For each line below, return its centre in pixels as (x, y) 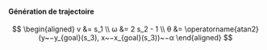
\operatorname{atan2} (222, 29)
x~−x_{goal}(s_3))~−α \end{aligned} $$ (167, 38)
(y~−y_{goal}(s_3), (69, 38)
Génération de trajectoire (51, 11)
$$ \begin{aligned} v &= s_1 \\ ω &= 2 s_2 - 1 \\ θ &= (97, 29)
